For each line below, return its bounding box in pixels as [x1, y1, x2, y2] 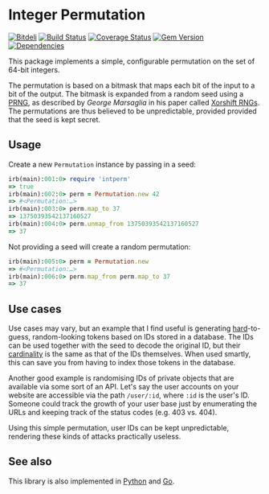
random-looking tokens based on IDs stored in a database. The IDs [31, 332, 255, 342]
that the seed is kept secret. [8, 114, 101, 124]
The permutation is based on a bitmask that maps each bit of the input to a [8, 80, 255, 90]
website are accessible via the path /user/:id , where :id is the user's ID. [8, 390, 251, 400]
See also [8, 455, 52, 468]
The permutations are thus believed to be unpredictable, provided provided [8, 106, 257, 116]
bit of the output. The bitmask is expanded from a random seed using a [8, 89, 244, 98]
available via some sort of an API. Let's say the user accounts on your [8, 382, 239, 392]
